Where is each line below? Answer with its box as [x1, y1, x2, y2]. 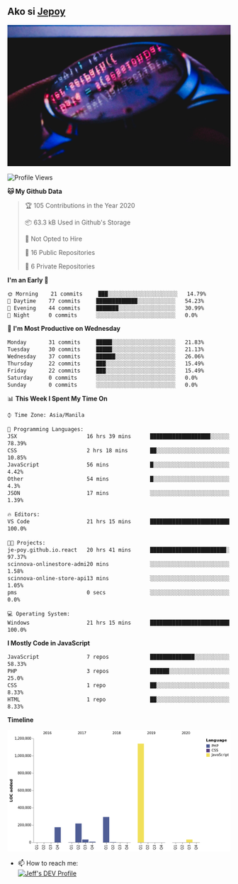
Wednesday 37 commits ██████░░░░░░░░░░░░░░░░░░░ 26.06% [7, 353, 204, 360]
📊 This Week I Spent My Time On [7, 394, 108, 403]
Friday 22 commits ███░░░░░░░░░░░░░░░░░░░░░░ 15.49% [7, 367, 204, 374]
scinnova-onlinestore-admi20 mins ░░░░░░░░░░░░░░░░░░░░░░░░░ [7, 560, 230, 567]
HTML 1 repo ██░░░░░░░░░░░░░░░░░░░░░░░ [7, 696, 230, 703]
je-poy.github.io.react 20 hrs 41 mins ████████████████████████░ [7, 546, 230, 553]
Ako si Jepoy [7, 6, 66, 18]
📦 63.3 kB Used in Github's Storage [24, 218, 131, 227]
